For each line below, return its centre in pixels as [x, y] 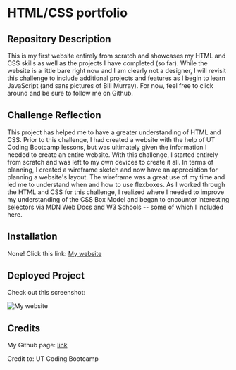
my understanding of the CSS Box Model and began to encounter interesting [118, 199]
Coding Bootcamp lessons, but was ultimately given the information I [107, 147]
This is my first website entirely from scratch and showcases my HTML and [117, 56]
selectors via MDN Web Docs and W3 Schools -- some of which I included [116, 207]
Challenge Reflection [54, 115]
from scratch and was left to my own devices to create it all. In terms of [110, 162]
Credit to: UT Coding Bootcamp [53, 359]
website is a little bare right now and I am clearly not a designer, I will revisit [117, 71]
